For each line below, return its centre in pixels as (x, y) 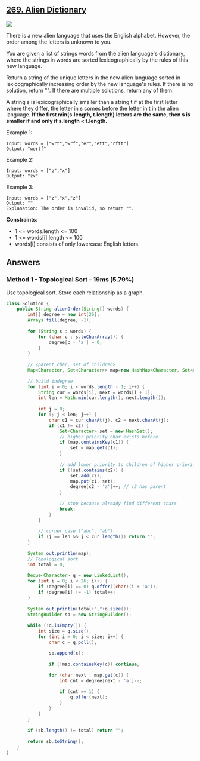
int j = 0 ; (51, 409)
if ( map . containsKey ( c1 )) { (94, 442)
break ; (68, 509)
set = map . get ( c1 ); (94, 448)
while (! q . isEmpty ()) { (57, 626)
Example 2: (20, 159)
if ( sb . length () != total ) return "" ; (76, 731)
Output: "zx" (22, 176)
